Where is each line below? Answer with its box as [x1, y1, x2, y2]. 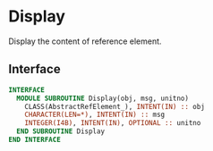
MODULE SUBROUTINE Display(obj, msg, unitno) [16, 94, 190, 103]
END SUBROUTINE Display [16, 127, 105, 136]
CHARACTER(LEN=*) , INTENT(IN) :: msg [24, 110, 166, 120]
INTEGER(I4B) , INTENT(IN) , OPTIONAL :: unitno [24, 119, 201, 128]
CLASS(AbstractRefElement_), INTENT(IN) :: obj [24, 102, 205, 111]
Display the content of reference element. [8, 36, 162, 46]
